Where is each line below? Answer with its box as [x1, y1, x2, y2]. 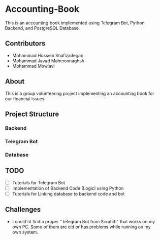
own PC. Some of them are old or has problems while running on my [12, 224, 151, 230]
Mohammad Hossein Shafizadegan [12, 52, 84, 58]
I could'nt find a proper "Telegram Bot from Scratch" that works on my [12, 218, 155, 224]
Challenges [5, 205, 41, 214]
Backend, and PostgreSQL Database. [5, 25, 80, 31]
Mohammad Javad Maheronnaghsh [12, 58, 85, 64]
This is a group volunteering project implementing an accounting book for [5, 90, 155, 96]
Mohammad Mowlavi [12, 63, 55, 69]
